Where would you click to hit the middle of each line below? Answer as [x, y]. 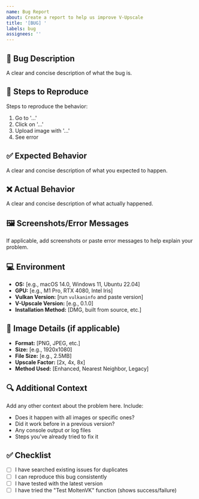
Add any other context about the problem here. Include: [75, 405]
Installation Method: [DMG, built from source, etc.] [78, 310]
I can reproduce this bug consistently [61, 476]
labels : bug [21, 29]
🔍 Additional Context [47, 388]
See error [27, 137]
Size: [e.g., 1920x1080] [43, 349]
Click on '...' [29, 124]
